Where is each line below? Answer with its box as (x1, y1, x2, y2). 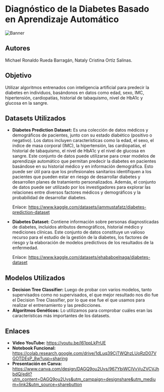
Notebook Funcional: (12, 345, 56, 351)
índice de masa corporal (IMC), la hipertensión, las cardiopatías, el (12, 143, 146, 149)
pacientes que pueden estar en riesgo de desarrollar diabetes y (12, 174, 141, 180)
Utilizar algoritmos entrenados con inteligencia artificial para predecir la (5, 84, 149, 90)
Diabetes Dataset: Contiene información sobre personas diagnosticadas (12, 219, 159, 225)
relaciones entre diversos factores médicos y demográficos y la (12, 189, 141, 195)
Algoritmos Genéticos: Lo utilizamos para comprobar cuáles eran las (12, 307, 153, 314)
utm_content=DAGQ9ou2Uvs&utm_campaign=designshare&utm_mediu (12, 376, 156, 382)
